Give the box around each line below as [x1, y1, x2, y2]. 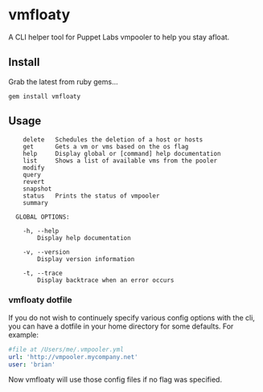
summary [23, 198, 48, 206]
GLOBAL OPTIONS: [15, 213, 70, 221]
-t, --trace [23, 269, 63, 277]
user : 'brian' [8, 360, 56, 369]
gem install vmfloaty [8, 92, 81, 100]
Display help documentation [37, 234, 131, 242]
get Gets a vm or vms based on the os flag [23, 142, 189, 150]
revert [23, 178, 45, 186]
